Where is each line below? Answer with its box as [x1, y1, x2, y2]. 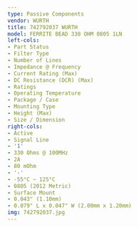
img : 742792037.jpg [7, 209, 65, 216]
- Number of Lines [7, 57, 62, 64]
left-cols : [7, 37, 40, 44]
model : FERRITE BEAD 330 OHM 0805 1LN [7, 30, 122, 38]
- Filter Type [7, 51, 50, 58]
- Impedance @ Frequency [7, 63, 81, 70]
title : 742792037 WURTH [7, 23, 78, 31]
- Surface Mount [7, 189, 55, 196]
